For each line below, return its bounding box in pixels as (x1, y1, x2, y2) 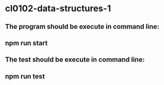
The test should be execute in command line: (5, 56, 145, 64)
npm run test (5, 72, 45, 81)
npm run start (5, 39, 48, 47)
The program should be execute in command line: (5, 22, 160, 31)
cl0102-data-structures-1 (5, 3, 111, 14)
